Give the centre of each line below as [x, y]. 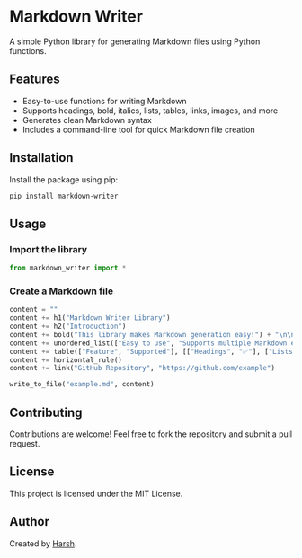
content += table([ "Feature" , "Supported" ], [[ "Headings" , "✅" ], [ [139, 351]
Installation [41, 158]
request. [25, 443]
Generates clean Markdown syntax [87, 120]
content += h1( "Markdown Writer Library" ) [90, 318]
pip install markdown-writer [64, 196]
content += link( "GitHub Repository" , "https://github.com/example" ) [142, 368]
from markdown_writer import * [68, 268]
